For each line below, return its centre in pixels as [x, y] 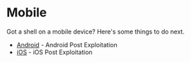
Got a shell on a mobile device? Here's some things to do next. [95, 32]
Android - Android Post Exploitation [67, 45]
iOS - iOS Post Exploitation [54, 52]
